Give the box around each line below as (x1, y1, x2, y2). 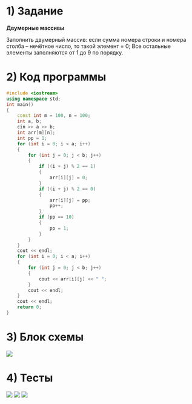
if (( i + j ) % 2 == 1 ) (38, 164, 96, 170)
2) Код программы (6, 70, 107, 84)
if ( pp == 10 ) (38, 214, 74, 220)
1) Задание (6, 4, 64, 18)
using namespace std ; (6, 96, 61, 102)
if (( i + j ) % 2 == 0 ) (38, 186, 96, 192)
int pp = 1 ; (17, 135, 47, 141)
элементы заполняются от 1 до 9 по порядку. (6, 48, 124, 56)
